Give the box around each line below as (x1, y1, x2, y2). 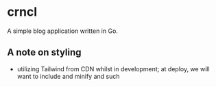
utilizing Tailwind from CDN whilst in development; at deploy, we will (16, 64, 211, 73)
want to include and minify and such (16, 72, 120, 80)
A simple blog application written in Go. (7, 27, 119, 35)
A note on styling (7, 47, 82, 58)
